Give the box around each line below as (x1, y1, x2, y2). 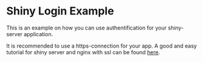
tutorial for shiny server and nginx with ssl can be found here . (6, 48, 160, 55)
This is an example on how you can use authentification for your (6, 24, 167, 31)
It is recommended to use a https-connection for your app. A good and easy (6, 42, 198, 49)
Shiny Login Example (6, 4, 114, 18)
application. (24, 30, 53, 37)
